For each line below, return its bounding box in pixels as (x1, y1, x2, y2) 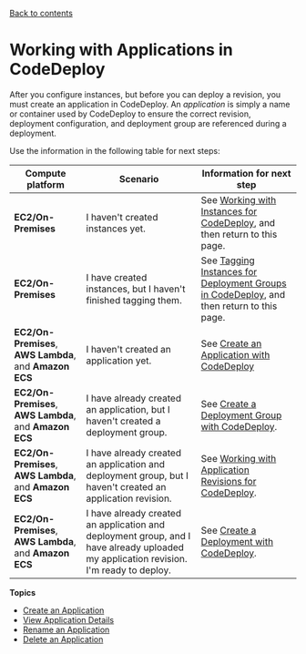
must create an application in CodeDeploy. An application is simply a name (9, 98, 291, 109)
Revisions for (200, 475, 257, 487)
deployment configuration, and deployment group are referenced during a (9, 118, 287, 128)
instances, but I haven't (86, 282, 186, 295)
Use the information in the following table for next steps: (9, 145, 220, 156)
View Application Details (22, 614, 115, 625)
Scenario (118, 172, 159, 185)
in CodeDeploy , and (200, 288, 286, 301)
